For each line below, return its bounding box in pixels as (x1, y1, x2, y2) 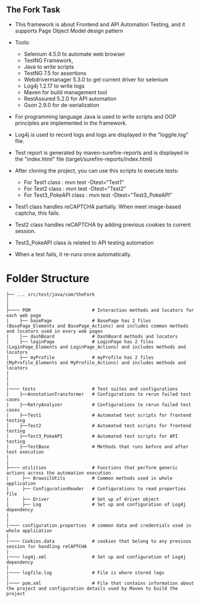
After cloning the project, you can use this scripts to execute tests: (14, 167, 179, 174)
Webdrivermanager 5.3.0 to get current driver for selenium (23, 76, 169, 83)
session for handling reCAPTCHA (6, 543, 87, 550)
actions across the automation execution (6, 470, 111, 476)
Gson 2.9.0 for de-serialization (23, 101, 100, 109)
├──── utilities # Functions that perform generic (6, 464, 178, 470)
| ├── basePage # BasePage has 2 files (6, 317, 151, 323)
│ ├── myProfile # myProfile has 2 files (6, 354, 154, 361)
